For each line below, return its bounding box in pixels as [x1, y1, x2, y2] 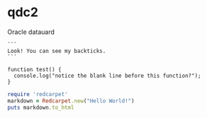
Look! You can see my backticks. [7, 47, 106, 54]
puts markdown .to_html [7, 104, 74, 111]
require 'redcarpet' [7, 90, 69, 98]
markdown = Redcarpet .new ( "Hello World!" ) [7, 97, 135, 105]
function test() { [7, 66, 62, 73]
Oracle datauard [7, 28, 55, 36]
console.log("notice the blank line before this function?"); [13, 72, 201, 79]
